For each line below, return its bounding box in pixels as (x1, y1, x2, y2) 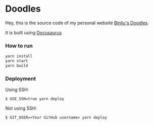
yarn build (5, 63, 28, 68)
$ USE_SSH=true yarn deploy (5, 97, 65, 102)
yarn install (5, 54, 33, 59)
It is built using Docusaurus (5, 29, 62, 35)
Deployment (5, 75, 36, 82)
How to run (5, 42, 33, 49)
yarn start (5, 59, 28, 64)
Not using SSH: (5, 105, 37, 111)
